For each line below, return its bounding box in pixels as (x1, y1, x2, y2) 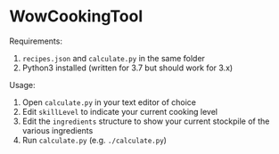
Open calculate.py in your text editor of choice (21, 96, 197, 108)
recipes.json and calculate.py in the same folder (21, 53, 205, 63)
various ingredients (21, 125, 94, 135)
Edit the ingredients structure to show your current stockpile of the (21, 116, 270, 126)
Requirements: (9, 36, 62, 46)
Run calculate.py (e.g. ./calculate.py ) (21, 134, 168, 145)
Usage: (9, 79, 36, 90)
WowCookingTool (9, 6, 144, 27)
